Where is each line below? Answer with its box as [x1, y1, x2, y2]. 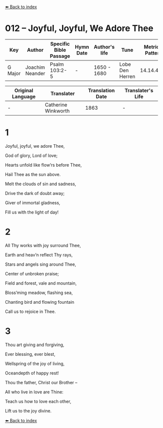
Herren [119, 73, 136, 79]
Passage [50, 53, 70, 59]
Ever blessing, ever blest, [5, 351, 56, 357]
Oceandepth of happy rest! [5, 370, 59, 376]
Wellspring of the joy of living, [5, 360, 65, 367]
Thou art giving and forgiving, [5, 342, 65, 348]
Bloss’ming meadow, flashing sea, [5, 290, 73, 295]
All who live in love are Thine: [5, 389, 64, 395]
